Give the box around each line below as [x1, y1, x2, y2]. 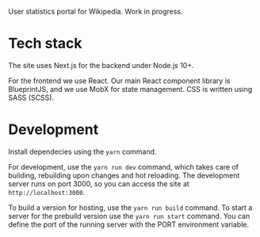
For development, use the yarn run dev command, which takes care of [8, 162, 239, 171]
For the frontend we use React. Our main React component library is [8, 75, 231, 86]
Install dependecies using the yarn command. [8, 147, 157, 156]
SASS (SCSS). [8, 93, 54, 102]
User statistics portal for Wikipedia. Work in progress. [8, 7, 183, 16]
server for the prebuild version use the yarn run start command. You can [8, 211, 250, 220]
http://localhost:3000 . [8, 187, 86, 197]
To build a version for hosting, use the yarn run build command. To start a [8, 202, 253, 212]
